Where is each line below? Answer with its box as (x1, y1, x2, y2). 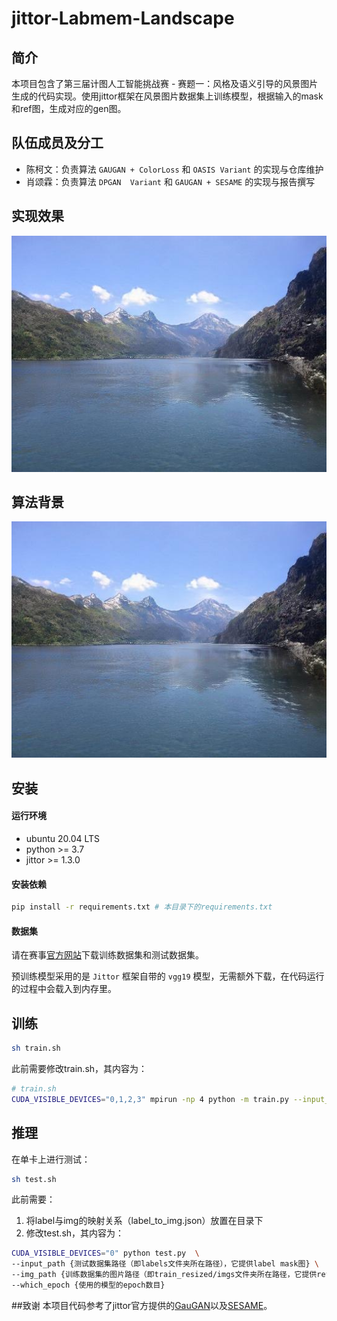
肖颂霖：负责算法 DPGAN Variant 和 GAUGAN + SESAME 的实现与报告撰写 (25, 175, 316, 187)
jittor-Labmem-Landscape (11, 7, 235, 30)
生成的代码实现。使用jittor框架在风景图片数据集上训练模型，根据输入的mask (11, 90, 324, 102)
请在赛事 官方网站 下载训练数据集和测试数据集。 (11, 949, 204, 961)
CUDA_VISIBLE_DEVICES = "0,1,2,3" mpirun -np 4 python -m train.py (11, 1094, 289, 1104)
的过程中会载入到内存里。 (11, 983, 117, 995)
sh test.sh (11, 1174, 57, 1184)
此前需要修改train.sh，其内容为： (11, 1063, 148, 1074)
